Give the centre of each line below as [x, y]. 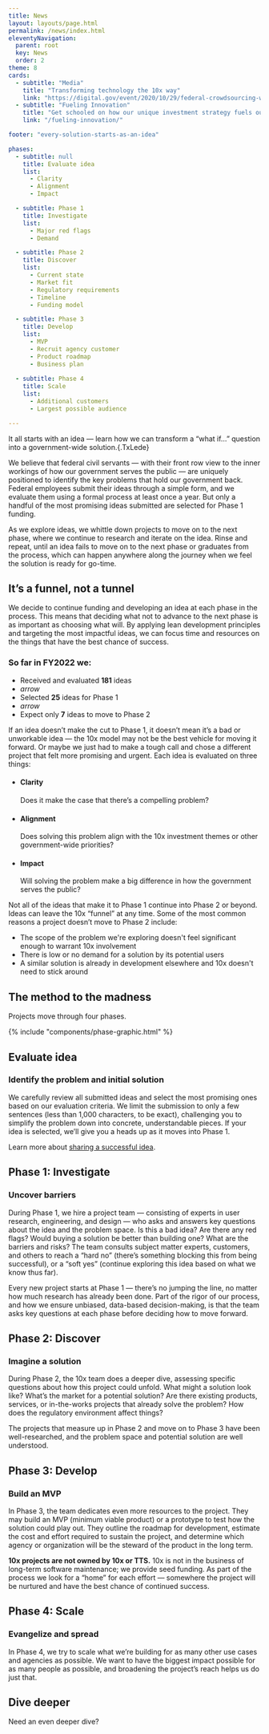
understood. [28, 1445]
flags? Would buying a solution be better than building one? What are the [128, 1238]
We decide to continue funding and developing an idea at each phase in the [133, 608]
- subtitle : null [44, 156]
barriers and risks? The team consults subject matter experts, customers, [129, 1246]
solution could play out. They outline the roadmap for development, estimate [134, 1528]
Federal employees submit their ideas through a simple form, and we [121, 488]
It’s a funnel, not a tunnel [71, 589]
